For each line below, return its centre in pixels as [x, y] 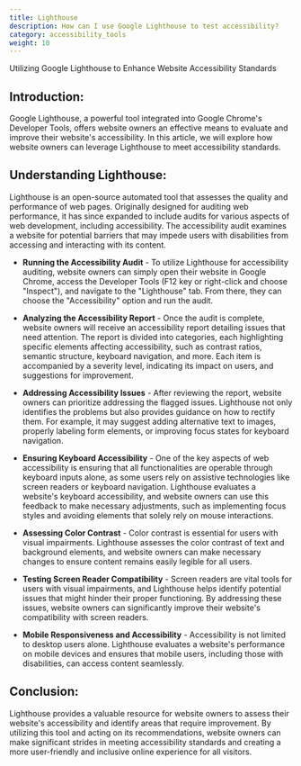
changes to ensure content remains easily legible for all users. [137, 561]
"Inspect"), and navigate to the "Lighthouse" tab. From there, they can [152, 291]
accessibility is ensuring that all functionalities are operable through [147, 467]
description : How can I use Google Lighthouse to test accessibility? [144, 26]
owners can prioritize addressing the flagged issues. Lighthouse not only [157, 402]
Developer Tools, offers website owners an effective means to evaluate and [149, 128]
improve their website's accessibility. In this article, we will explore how [141, 138]
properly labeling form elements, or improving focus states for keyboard [155, 431]
